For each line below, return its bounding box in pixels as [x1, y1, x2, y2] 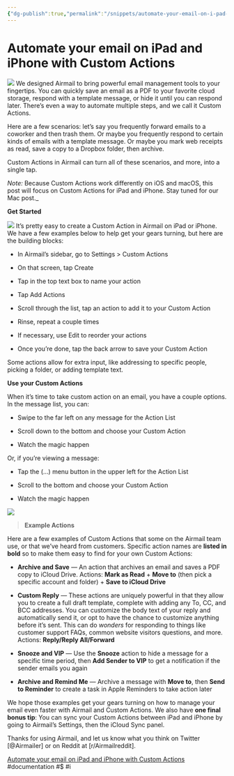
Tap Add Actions [17, 290, 65, 298]
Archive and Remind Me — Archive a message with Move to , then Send [17, 677, 225, 685]
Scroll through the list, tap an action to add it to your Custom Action [17, 304, 211, 312]
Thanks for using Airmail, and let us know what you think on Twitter [7, 733, 201, 743]
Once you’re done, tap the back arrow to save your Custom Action [17, 344, 208, 353]
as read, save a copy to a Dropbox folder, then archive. [7, 144, 165, 153]
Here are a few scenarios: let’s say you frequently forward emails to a [7, 122, 206, 130]
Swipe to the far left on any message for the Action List [17, 413, 175, 422]
